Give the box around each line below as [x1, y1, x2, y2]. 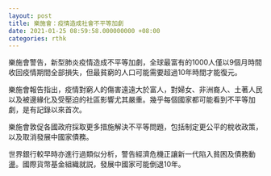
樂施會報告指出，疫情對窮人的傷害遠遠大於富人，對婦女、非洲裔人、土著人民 [8, 85, 263, 94]
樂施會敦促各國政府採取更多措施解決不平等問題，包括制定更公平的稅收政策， [8, 122, 263, 132]
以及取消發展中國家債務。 [8, 132, 94, 142]
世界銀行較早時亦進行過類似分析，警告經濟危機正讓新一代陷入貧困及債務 [8, 149, 248, 159]
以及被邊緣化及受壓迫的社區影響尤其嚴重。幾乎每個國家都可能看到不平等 [8, 94, 248, 105]
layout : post [8, 11, 52, 20]
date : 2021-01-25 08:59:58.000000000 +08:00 [8, 27, 161, 35]
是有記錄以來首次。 [22, 105, 86, 115]
